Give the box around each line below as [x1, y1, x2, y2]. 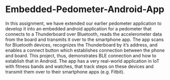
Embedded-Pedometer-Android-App [5, 4, 164, 15]
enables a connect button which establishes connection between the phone [5, 47, 165, 53]
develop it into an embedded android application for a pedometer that [5, 25, 152, 31]
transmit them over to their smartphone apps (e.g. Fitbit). [5, 68, 125, 74]
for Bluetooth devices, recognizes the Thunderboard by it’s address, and [5, 42, 158, 48]
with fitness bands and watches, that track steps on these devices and [5, 63, 154, 69]
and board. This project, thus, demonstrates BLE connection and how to [5, 52, 157, 59]
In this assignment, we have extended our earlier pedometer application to [5, 20, 162, 26]
